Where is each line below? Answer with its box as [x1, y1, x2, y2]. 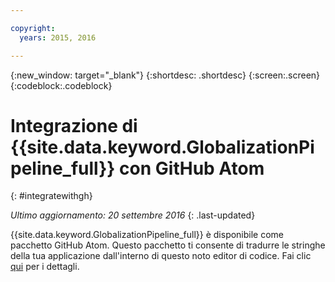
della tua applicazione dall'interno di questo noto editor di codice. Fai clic [10, 250, 312, 262]
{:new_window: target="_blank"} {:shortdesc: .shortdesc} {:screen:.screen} [10, 69, 321, 81]
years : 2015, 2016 [19, 32, 97, 43]
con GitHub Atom [119, 157, 265, 180]
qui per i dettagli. [10, 261, 80, 273]
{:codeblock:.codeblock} [10, 79, 113, 91]
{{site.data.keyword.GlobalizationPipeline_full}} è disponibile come [10, 229, 285, 241]
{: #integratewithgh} [10, 190, 93, 202]
